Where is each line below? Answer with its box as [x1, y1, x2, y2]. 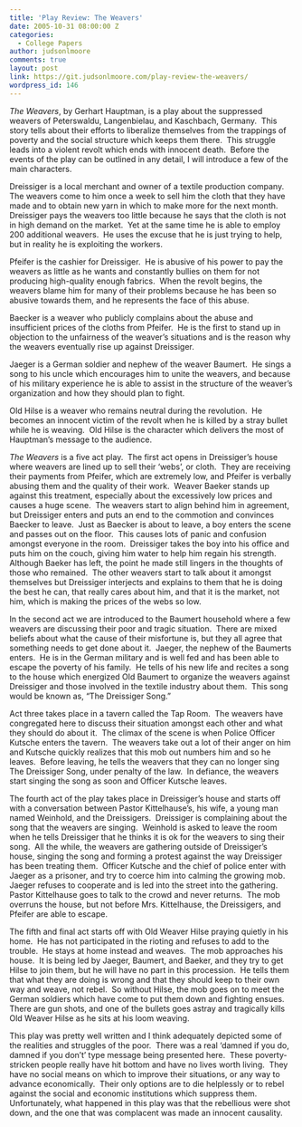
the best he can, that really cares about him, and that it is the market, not [9, 586, 280, 597]
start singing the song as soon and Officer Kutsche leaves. [9, 775, 228, 786]
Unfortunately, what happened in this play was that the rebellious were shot [9, 1097, 291, 1108]
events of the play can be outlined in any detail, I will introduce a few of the [9, 153, 289, 164]
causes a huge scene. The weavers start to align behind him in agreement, [9, 499, 289, 510]
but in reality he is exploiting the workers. [9, 238, 163, 249]
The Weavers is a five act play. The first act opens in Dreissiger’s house [9, 451, 278, 462]
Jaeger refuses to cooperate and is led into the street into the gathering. [9, 880, 278, 891]
